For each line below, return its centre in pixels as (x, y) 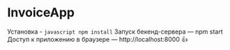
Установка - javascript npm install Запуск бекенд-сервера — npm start (115, 32)
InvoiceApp (41, 13)
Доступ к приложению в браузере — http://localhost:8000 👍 (98, 39)
